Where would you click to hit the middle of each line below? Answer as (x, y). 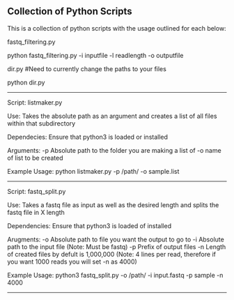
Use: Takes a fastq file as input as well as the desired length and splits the (113, 204)
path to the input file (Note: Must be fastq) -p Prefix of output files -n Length (117, 246)
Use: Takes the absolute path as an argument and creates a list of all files (112, 116)
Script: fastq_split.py (37, 191)
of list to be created (36, 158)
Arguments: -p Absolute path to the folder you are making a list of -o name (114, 150)
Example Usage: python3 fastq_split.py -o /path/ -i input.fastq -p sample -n (115, 275)
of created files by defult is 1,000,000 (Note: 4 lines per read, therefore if (111, 254)
